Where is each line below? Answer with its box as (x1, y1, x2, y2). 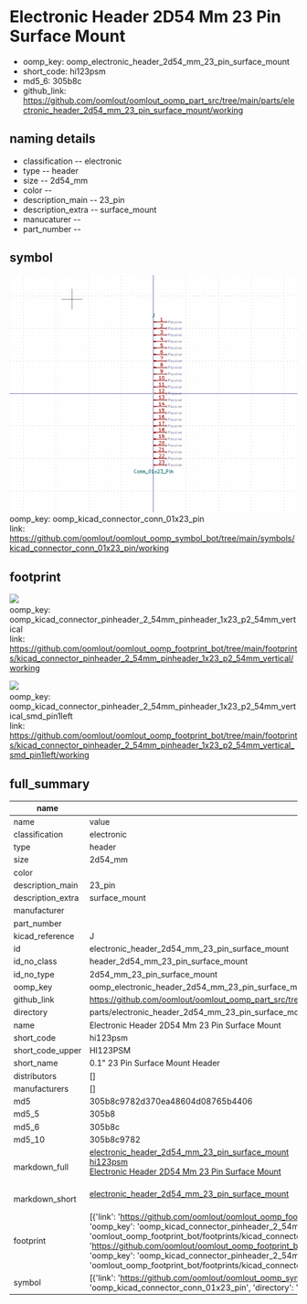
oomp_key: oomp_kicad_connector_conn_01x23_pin (9, 514, 205, 525)
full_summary (9, 775, 90, 792)
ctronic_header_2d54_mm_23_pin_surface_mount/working (22, 104, 244, 115)
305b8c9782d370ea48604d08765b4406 (89, 1096, 253, 1107)
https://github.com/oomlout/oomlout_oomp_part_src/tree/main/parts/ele (22, 94, 295, 106)
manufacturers (13, 1083, 69, 1094)
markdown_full (13, 1161, 69, 1172)
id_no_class (13, 956, 58, 967)
